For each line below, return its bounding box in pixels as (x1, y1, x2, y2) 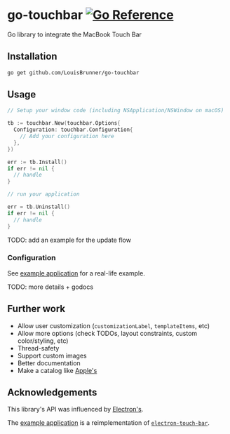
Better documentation (17, 358, 81, 367)
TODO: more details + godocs (7, 283, 93, 291)
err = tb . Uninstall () (7, 203, 71, 210)
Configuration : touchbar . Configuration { (13, 126, 133, 133)
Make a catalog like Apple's (17, 366, 97, 374)
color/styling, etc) (17, 337, 69, 345)
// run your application (7, 191, 80, 198)
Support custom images (17, 351, 87, 360)
